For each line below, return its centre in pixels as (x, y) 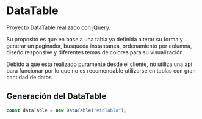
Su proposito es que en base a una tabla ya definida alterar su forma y (95, 39)
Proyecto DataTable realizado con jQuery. (59, 27)
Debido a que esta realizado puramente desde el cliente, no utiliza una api (99, 64)
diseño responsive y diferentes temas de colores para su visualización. (96, 52)
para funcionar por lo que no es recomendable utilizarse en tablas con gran (101, 70)
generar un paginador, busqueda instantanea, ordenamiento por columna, (99, 46)
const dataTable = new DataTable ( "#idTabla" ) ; (67, 110)
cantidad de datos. (30, 77)
